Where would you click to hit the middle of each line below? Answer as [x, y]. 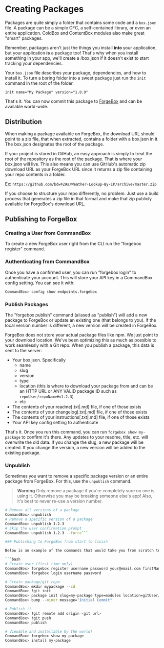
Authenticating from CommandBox [47, 262]
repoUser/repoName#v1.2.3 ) [47, 396]
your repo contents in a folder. [35, 174]
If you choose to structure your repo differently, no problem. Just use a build [82, 193]
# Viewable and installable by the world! [49, 631]
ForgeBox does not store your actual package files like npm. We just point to [82, 335]
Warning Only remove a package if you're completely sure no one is [86, 491]
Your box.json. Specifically [39, 360]
